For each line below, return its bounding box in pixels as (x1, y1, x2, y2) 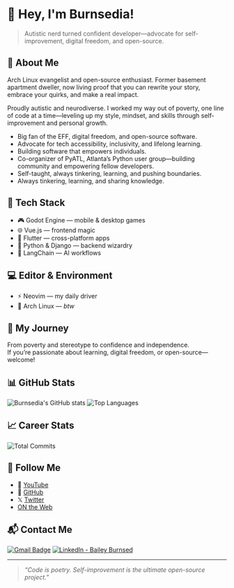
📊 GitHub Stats (7, 377, 75, 389)
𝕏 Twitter (17, 495, 45, 504)
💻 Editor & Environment (7, 269, 113, 281)
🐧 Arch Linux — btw (17, 302, 75, 310)
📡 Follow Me (7, 462, 61, 474)
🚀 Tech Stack (7, 197, 65, 209)
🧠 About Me (7, 57, 59, 69)
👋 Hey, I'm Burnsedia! (7, 6, 134, 22)
